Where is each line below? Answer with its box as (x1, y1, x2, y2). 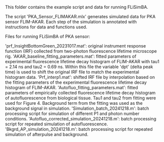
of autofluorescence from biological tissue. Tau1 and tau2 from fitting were (5, 95, 156, 101)
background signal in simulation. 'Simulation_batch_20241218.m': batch (5, 105, 149, 111)
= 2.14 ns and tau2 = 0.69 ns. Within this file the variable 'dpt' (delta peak (5, 64, 153, 70)
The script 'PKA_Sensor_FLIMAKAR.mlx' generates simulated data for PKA (5, 14, 156, 19)
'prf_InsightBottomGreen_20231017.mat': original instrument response (5, 43, 146, 48)
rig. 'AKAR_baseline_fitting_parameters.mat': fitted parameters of (5, 53, 137, 59)
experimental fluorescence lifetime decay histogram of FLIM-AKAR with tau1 (5, 59, 160, 64)
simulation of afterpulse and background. (5, 132, 88, 137)
